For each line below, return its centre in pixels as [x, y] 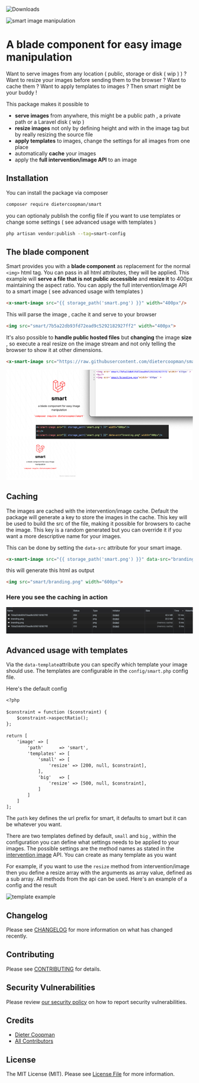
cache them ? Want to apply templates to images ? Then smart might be [94, 86]
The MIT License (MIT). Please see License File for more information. [90, 1074]
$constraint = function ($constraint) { [57, 712]
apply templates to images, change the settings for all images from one [102, 141]
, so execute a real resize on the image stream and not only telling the [91, 344]
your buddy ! [22, 93]
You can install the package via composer [57, 192]
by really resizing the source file [54, 134]
